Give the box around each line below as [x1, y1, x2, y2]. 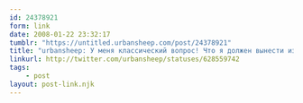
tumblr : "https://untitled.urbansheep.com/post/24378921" [9, 38, 232, 47]
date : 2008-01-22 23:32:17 [9, 30, 111, 39]
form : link [9, 21, 50, 30]
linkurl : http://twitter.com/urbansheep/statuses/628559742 [9, 55, 241, 64]
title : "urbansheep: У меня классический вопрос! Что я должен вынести [9, 47, 284, 56]
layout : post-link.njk [9, 80, 95, 89]
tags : [9, 64, 30, 73]
